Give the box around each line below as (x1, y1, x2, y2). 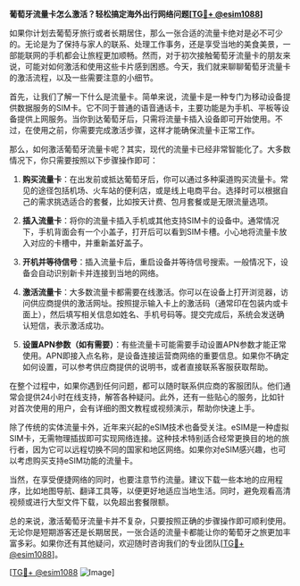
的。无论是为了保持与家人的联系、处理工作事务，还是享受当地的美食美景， (9, 39, 283, 49)
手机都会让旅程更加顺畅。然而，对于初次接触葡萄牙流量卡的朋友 (47, 50, 283, 61)
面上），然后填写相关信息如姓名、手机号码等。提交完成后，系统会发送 (21, 309, 277, 320)
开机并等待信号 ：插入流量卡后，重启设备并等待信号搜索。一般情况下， (21, 256, 281, 267)
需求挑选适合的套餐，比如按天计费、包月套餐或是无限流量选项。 (37, 197, 273, 206)
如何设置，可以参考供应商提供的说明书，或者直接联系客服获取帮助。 (21, 362, 273, 372)
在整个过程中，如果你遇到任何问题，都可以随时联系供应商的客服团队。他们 (9, 381, 283, 391)
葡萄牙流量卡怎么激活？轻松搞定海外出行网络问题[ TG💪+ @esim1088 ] (9, 9, 263, 19)
